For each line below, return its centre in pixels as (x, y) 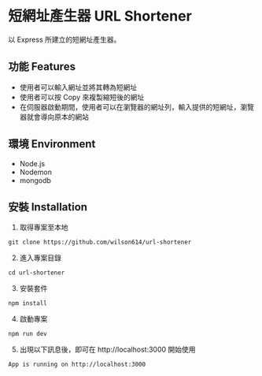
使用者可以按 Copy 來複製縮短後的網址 (82, 97)
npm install (28, 303)
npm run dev (28, 334)
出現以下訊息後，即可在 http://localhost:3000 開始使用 (107, 350)
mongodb (35, 180)
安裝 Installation (48, 207)
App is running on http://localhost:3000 (77, 365)
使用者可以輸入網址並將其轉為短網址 (78, 87)
